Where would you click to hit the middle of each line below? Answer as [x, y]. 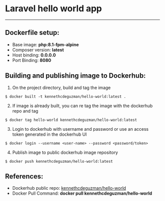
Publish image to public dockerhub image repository [65, 152]
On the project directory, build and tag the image [61, 87]
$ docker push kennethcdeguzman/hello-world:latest [59, 161]
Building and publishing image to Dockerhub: [75, 76]
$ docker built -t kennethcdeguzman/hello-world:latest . [66, 96]
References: [24, 176]
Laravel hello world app [54, 9]
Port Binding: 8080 [32, 60]
